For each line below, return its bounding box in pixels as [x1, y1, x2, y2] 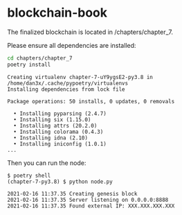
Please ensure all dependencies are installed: [7, 41, 136, 49]
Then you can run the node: [7, 158, 87, 167]
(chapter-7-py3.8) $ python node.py [7, 178, 113, 185]
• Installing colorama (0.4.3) [13, 128, 104, 135]
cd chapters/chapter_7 [7, 54, 73, 62]
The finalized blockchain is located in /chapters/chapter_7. [7, 28, 174, 36]
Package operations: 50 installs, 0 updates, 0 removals [7, 98, 175, 105]
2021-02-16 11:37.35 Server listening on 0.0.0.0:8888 [7, 196, 169, 203]
